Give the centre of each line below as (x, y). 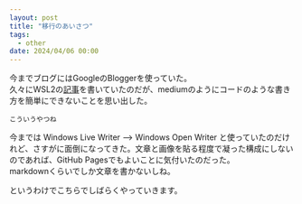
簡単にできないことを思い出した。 (88, 101)
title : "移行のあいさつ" (51, 26)
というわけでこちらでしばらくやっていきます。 (96, 190)
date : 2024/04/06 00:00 (54, 51)
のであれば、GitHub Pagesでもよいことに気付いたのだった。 (122, 160)
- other (32, 43)
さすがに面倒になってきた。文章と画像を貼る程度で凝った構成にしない (163, 149)
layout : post (34, 18)
